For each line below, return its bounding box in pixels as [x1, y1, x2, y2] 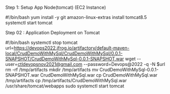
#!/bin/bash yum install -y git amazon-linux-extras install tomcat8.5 [5, 14, 147, 20]
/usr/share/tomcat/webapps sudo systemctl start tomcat [5, 83, 124, 89]
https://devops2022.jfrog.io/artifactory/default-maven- [13, 45, 130, 51]
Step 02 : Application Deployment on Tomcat [5, 30, 100, 35]
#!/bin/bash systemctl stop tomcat [5, 39, 78, 45]
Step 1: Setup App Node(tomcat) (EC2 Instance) [5, 5, 107, 10]
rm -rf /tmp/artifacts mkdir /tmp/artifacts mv [5, 66, 99, 73]
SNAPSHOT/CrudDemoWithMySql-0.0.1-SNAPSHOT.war [5, 56, 124, 62]
